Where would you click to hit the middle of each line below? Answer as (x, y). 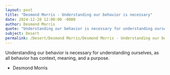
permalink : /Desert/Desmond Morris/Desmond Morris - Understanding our (82, 39)
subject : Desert (22, 33)
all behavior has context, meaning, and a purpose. (57, 58)
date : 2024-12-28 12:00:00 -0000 (40, 19)
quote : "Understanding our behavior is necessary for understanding (79, 29)
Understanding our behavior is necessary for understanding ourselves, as (82, 52)
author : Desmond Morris (30, 24)
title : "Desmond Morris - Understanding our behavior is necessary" (79, 15)
